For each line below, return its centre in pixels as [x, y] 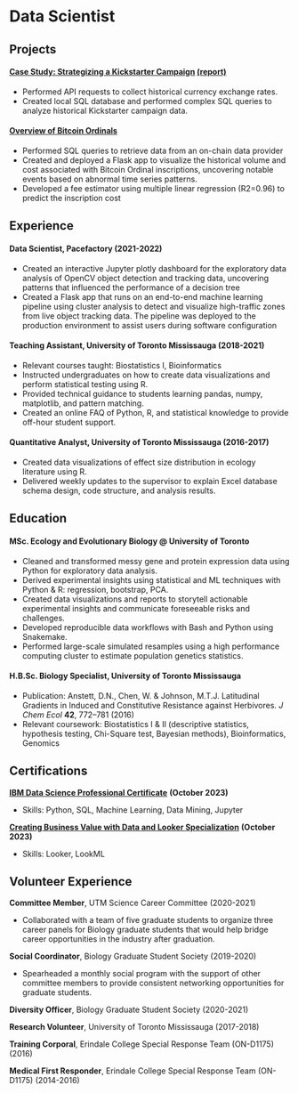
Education [38, 518]
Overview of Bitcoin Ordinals [64, 131]
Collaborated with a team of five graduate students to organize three [148, 920]
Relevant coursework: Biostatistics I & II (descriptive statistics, [135, 724]
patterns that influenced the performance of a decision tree [131, 287]
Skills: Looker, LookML [63, 854]
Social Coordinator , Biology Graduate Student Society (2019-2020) [133, 956]
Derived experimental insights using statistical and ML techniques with [151, 579]
